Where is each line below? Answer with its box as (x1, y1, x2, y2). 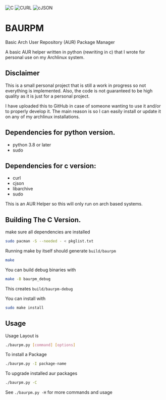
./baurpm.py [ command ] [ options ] (5, 342, 76, 347)
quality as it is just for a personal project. (5, 93, 90, 99)
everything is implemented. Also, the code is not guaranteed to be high (5, 87, 153, 93)
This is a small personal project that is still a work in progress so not (5, 82, 146, 88)
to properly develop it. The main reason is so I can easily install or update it (5, 108, 161, 114)
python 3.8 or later (12, 141, 51, 147)
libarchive (12, 186, 33, 192)
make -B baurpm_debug (5, 276, 51, 281)
